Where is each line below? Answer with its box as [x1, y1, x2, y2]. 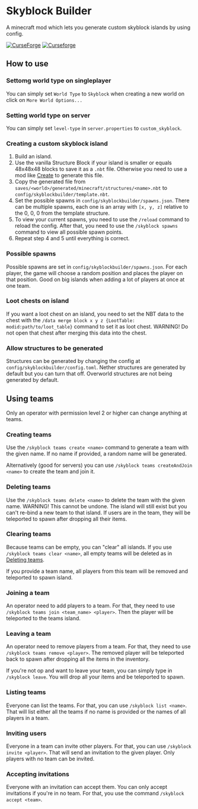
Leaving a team [6, 630, 52, 638]
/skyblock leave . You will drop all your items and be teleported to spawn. [6, 673, 185, 680]
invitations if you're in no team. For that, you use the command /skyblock [6, 790, 184, 797]
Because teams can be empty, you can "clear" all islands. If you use [6, 543, 172, 550]
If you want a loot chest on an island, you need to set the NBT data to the [6, 310, 184, 317]
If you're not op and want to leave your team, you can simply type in [6, 667, 173, 674]
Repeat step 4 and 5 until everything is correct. [14, 235, 130, 242]
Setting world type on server [6, 111, 91, 119]
